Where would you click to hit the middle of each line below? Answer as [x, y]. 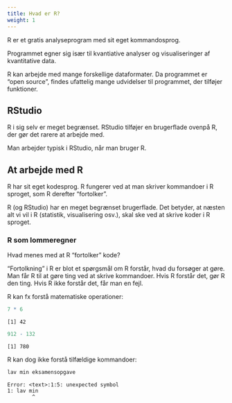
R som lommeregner [42, 240]
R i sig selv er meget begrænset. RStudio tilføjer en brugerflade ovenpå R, [113, 127]
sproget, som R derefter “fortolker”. [57, 194]
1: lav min [23, 391]
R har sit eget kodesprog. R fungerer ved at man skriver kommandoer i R [110, 187]
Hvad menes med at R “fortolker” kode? [64, 255]
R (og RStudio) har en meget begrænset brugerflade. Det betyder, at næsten [116, 207]
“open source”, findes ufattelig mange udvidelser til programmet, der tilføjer [115, 81]
